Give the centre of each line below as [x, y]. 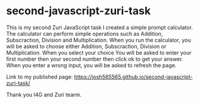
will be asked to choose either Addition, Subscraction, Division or [86, 46]
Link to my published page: [39, 77]
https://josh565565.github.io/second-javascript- [133, 77]
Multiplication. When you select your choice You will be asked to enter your [99, 52]
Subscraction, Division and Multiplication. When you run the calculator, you [99, 40]
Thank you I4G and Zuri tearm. [44, 94]
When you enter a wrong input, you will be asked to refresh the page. [91, 65]
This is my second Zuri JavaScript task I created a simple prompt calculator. [99, 27]
